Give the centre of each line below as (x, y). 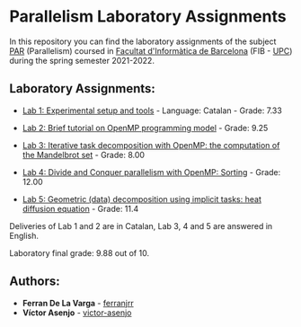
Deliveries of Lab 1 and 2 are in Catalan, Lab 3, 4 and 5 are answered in (141, 225)
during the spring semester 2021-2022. (82, 60)
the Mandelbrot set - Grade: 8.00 (84, 155)
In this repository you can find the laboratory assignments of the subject (143, 41)
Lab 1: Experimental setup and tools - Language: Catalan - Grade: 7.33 (152, 110)
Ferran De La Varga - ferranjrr (78, 303)
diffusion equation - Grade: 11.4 (80, 208)
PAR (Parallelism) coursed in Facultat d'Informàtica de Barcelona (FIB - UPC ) (151, 50)
